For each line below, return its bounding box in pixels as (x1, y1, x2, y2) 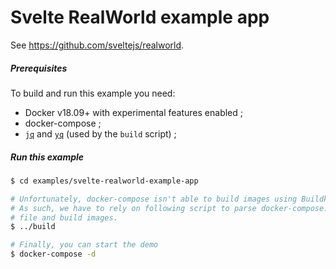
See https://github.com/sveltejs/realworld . (10, 39, 185, 51)
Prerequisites (10, 62, 68, 74)
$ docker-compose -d (10, 249, 97, 260)
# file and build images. (10, 212, 118, 223)
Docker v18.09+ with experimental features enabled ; (24, 106, 244, 118)
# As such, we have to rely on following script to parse (10, 203, 257, 213)
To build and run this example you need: (10, 87, 176, 99)
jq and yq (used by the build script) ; (24, 127, 177, 140)
